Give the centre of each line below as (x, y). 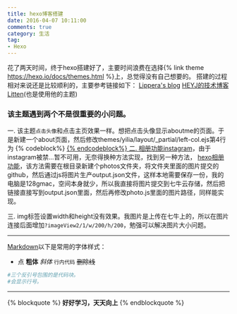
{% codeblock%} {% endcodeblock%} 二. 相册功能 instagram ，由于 (113, 148)
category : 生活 (29, 34)
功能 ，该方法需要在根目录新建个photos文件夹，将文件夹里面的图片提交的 (113, 166)
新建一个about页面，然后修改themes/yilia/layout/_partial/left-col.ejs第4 (116, 140)
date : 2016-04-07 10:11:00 (47, 20)
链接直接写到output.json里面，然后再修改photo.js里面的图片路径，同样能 (113, 193)
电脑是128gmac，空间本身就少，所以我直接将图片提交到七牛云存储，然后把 (116, 183)
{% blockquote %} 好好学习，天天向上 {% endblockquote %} (96, 303)
